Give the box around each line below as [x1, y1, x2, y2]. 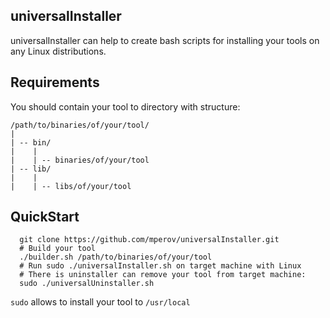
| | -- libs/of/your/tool [10, 181, 132, 191]
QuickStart [10, 209, 80, 226]
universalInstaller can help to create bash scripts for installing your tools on [10, 34, 320, 46]
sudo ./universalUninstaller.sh [19, 279, 155, 289]
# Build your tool [19, 244, 97, 254]
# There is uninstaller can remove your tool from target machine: [19, 270, 307, 280]
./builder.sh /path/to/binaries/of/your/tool [19, 252, 213, 263]
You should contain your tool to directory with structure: [10, 100, 241, 113]
